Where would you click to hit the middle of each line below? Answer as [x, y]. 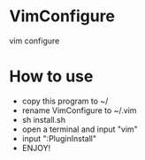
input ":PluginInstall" [59, 138]
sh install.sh [44, 119]
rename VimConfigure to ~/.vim [79, 110]
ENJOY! [36, 148]
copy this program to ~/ [65, 101]
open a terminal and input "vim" [80, 129]
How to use [51, 76]
